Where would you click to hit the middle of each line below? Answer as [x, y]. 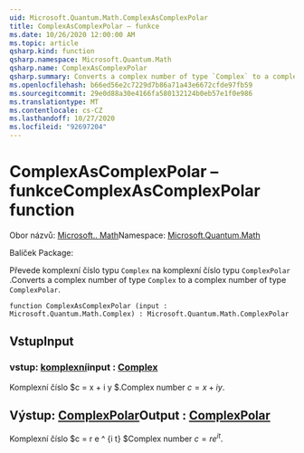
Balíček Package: [42, 252]
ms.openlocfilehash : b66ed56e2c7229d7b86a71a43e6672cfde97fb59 [131, 85]
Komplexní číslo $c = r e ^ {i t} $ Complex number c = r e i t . [116, 438]
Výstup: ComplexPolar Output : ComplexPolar [140, 415]
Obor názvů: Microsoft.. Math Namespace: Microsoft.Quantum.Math [135, 235]
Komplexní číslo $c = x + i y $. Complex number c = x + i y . [117, 387]
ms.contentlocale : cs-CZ [56, 110]
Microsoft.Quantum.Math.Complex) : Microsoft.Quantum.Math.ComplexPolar [149, 314]
